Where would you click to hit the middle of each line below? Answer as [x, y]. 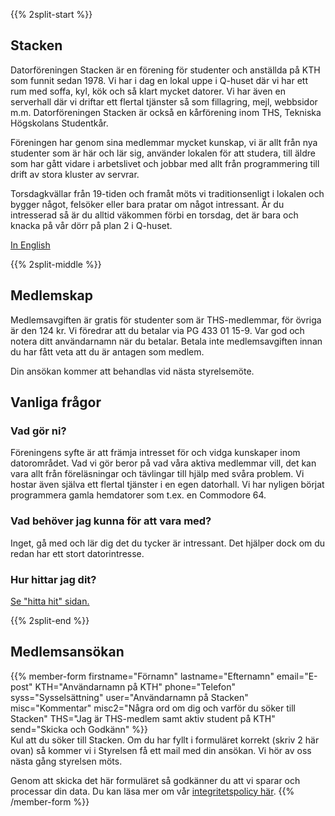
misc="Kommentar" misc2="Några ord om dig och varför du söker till [153, 708]
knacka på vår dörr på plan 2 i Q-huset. [91, 225]
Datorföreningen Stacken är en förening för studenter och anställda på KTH [165, 70]
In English [30, 245]
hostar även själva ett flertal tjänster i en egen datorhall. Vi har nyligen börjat [167, 485]
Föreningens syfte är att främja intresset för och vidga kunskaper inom [155, 453]
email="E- [297, 676]
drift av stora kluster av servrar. [75, 174]
